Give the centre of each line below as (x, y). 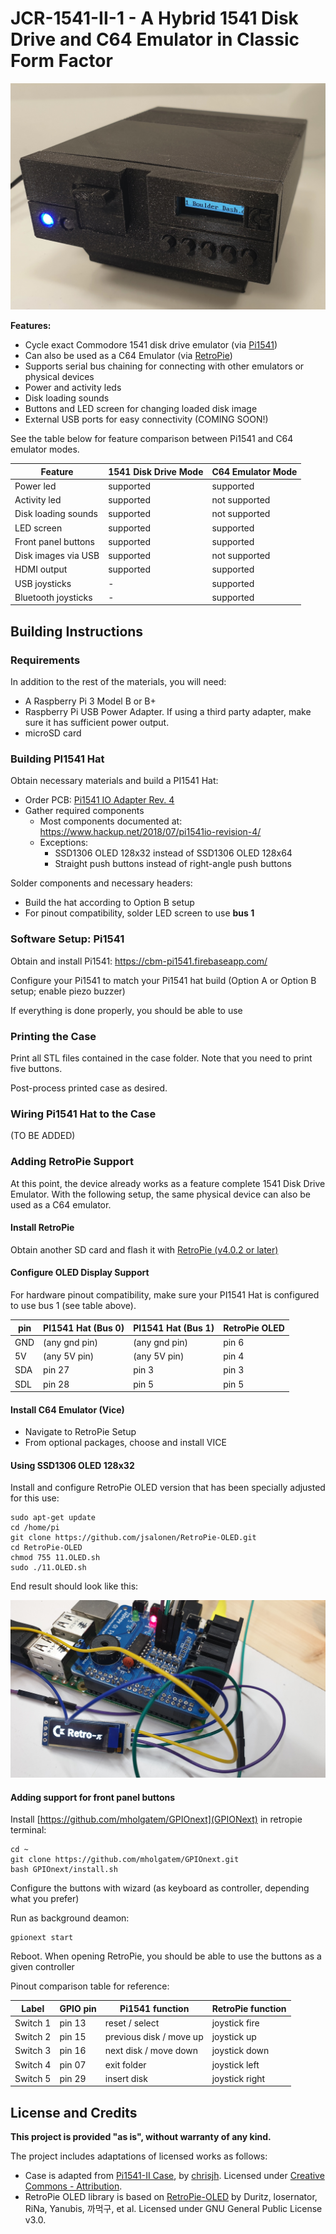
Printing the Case (53, 1036)
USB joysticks (43, 583)
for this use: (35, 1498)
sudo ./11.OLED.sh (48, 1568)
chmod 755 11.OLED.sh (55, 1558)
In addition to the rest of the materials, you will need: (118, 682)
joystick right (238, 2078)
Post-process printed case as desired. (89, 1088)
